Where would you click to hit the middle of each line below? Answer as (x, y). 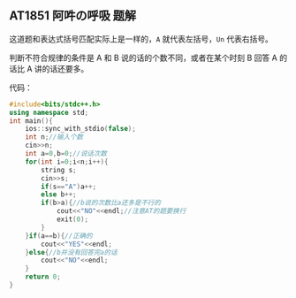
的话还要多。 (65, 68)
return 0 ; (43, 277)
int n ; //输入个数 (54, 137)
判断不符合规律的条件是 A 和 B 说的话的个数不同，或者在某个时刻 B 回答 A (144, 57)
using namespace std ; (49, 112)
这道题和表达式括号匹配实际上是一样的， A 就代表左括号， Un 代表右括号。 (141, 39)
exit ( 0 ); (72, 219)
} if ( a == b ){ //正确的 (59, 236)
